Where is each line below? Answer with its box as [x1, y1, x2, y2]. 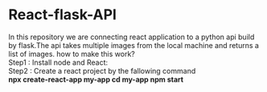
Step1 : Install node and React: [8, 58, 109, 67]
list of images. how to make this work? [8, 49, 135, 58]
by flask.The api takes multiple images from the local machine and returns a [8, 40, 260, 50]
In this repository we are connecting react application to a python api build [8, 32, 255, 42]
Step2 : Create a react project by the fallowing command [8, 66, 196, 75]
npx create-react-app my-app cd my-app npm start [8, 74, 183, 84]
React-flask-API [8, 6, 117, 24]
